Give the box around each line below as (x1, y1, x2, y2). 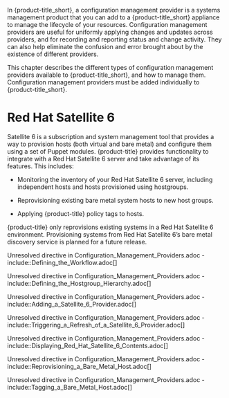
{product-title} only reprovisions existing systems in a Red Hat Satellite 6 (7, 223, 214, 231)
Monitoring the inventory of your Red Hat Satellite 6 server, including (17, 175, 213, 183)
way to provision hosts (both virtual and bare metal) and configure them (7, 140, 212, 148)
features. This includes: (7, 162, 74, 170)
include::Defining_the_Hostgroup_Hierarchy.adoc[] (7, 279, 152, 287)
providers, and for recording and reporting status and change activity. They (7, 35, 222, 44)
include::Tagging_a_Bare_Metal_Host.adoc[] (7, 383, 133, 391)
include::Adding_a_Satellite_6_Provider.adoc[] (7, 300, 137, 308)
